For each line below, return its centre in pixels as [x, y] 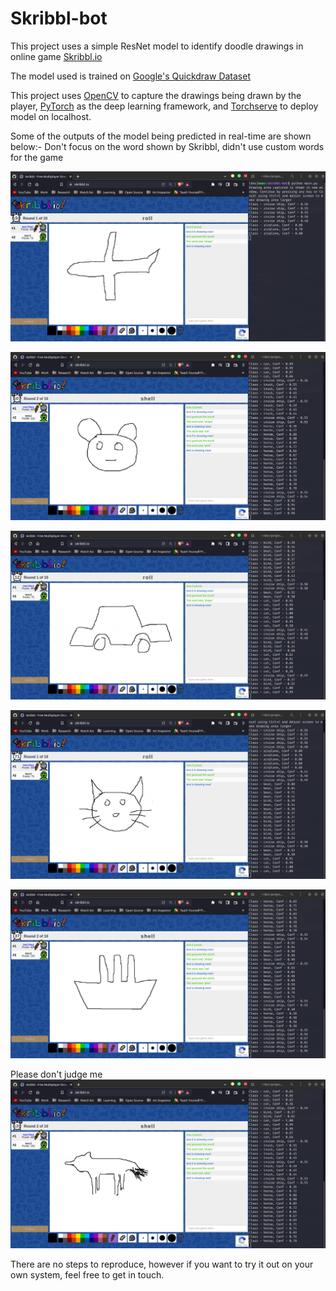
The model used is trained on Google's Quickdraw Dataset [130, 76]
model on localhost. [51, 116]
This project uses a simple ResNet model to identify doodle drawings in [157, 46]
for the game [37, 157]
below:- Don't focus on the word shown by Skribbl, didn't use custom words [167, 146]
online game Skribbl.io [56, 56]
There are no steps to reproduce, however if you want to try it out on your [162, 1264]
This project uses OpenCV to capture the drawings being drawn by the [156, 95]
